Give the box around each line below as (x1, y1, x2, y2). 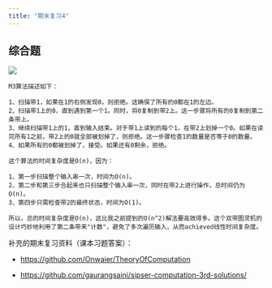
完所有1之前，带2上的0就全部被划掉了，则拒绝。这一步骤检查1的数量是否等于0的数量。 (8, 133, 257, 141)
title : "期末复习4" (8, 11, 70, 20)
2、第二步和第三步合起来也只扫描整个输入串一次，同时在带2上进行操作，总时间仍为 (8, 182, 246, 190)
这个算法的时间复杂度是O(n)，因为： (8, 157, 114, 165)
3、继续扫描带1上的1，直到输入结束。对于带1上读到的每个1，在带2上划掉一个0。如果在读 (8, 124, 264, 132)
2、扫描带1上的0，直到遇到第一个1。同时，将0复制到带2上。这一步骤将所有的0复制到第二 (8, 107, 264, 115)
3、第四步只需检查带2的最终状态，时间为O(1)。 (8, 199, 145, 207)
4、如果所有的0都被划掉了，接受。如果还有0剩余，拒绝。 (8, 141, 171, 150)
